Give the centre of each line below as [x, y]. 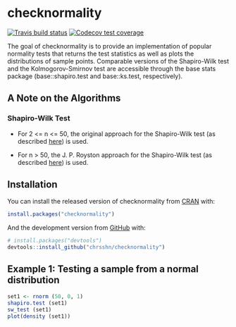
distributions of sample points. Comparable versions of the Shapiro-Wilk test [118, 61]
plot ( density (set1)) [39, 316]
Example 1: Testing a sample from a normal [103, 269]
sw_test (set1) [30, 309]
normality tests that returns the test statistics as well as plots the [101, 54]
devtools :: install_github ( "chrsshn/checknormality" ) [86, 247]
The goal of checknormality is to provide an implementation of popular [110, 46]
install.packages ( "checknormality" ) [61, 214]
